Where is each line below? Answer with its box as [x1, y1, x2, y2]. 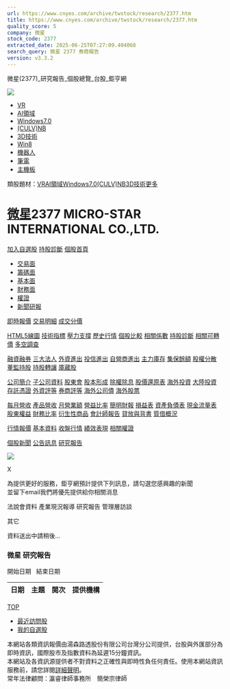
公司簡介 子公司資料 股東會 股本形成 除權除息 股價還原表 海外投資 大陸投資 [7, 378, 217, 386]
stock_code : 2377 [7, 36, 57, 43]
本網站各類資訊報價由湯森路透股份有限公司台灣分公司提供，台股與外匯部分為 [7, 640, 223, 648]
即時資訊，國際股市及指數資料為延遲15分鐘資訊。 [7, 649, 145, 657]
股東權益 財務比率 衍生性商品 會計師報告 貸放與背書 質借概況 [7, 409, 178, 418]
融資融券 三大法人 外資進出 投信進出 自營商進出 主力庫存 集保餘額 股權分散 [7, 354, 217, 363]
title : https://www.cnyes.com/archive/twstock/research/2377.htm [7, 16, 197, 23]
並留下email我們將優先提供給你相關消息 [7, 487, 118, 496]
